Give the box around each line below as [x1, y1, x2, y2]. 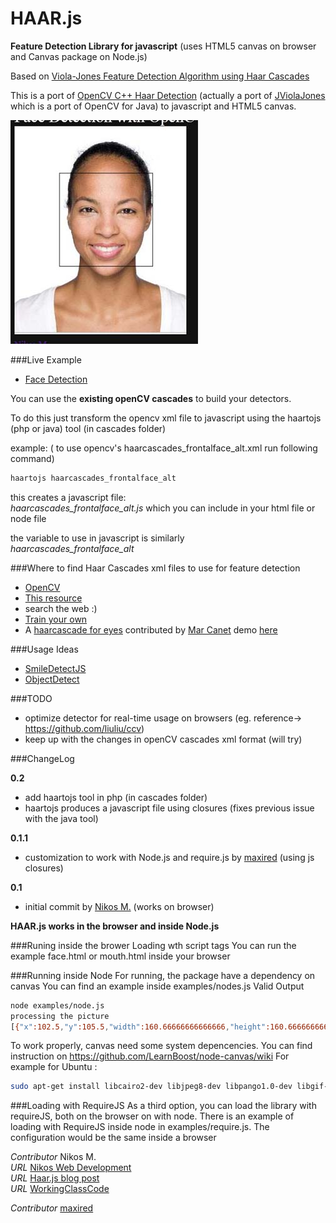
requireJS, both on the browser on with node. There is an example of [10, 1110, 295, 1122]
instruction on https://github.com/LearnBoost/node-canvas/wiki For [10, 1050, 290, 1062]
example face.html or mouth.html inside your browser [10, 950, 231, 962]
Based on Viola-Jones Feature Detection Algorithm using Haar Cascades [10, 70, 310, 82]
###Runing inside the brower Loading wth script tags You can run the [10, 939, 297, 951]
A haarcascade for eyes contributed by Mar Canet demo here [24, 623, 278, 636]
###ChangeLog [10, 752, 75, 764]
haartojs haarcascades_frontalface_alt [10, 473, 177, 483]
